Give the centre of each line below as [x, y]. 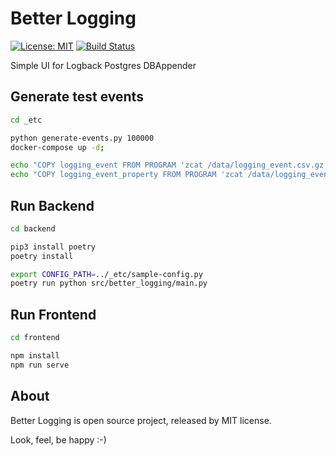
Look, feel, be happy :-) [58, 439]
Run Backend [52, 205]
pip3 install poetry [53, 247]
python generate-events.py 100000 [82, 138]
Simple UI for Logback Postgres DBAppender [103, 65]
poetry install [42, 256]
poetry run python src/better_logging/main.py [109, 283]
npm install [35, 356]
